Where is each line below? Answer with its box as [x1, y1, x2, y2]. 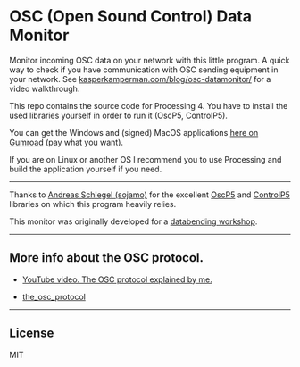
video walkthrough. [9, 83, 80, 94]
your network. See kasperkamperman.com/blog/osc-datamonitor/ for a [9, 73, 271, 84]
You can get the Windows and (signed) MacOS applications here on [9, 127, 259, 138]
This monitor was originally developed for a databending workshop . [9, 216, 258, 227]
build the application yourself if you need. [9, 163, 162, 174]
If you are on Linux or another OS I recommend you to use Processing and [9, 154, 282, 164]
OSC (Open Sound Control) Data [9, 6, 253, 27]
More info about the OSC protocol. [9, 250, 204, 265]
